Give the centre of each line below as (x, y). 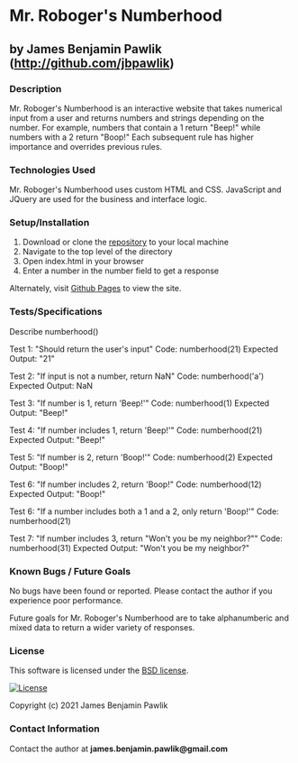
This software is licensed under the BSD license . (99, 671)
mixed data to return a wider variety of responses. (102, 628)
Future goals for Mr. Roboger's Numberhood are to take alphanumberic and (149, 618)
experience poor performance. (66, 601)
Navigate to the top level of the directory (97, 252)
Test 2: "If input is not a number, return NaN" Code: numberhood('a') (137, 376)
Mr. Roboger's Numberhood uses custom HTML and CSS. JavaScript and (145, 189)
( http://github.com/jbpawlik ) (92, 63)
